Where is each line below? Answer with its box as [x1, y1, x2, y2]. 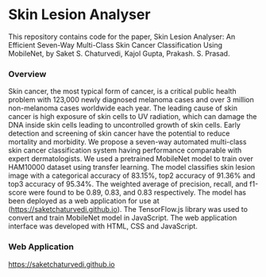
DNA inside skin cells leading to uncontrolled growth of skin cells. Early [8, 121, 241, 130]
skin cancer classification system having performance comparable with [8, 145, 242, 156]
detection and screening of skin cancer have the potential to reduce [8, 129, 230, 138]
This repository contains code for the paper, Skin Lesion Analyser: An [8, 32, 236, 41]
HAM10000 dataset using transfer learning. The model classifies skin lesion [8, 163, 256, 172]
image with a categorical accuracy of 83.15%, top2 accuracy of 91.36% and [8, 171, 256, 180]
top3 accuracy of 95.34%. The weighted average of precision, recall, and [8, 179, 249, 189]
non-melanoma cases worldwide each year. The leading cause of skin [8, 103, 238, 113]
